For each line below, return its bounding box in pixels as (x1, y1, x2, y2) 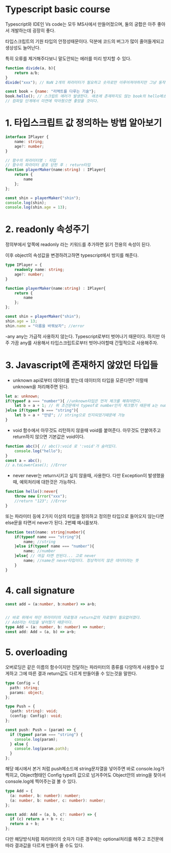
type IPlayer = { (5, 262, 42, 268)
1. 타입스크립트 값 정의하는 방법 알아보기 (5, 117, 162, 129)
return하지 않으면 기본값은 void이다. (12, 433, 85, 439)
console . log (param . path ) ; (14, 746, 70, 752)
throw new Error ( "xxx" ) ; (14, 494, 67, 499)
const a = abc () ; (5, 458, 42, 463)
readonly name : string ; (14, 267, 65, 272)
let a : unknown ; (5, 394, 40, 399)
